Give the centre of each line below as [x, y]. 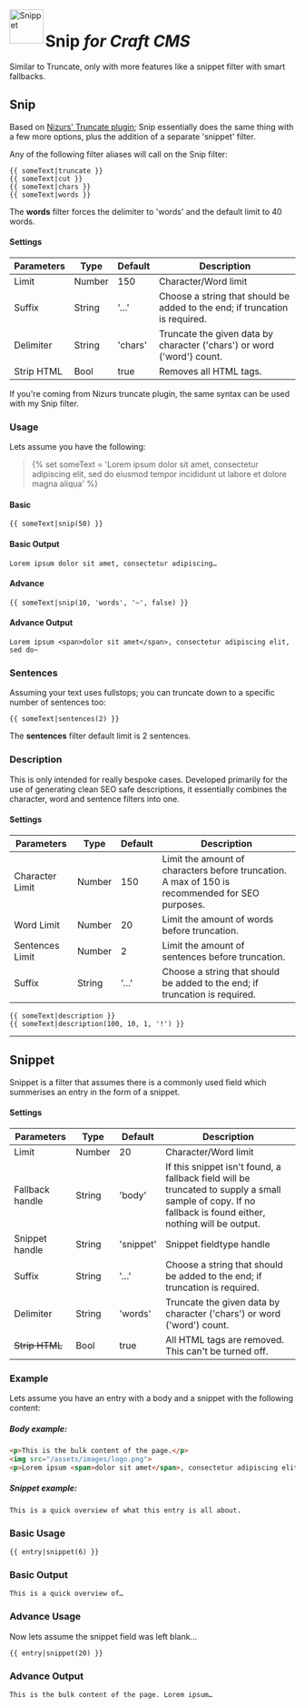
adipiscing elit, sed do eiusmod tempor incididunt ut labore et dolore [159, 474]
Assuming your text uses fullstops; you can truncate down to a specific [142, 693]
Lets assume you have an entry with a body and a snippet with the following [151, 1398]
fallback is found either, [216, 1212]
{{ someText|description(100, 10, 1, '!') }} [97, 1023]
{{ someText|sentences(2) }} [64, 719]
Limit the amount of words [218, 919]
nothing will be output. [213, 1224]
